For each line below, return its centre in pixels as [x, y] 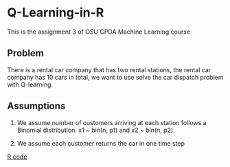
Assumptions [36, 106]
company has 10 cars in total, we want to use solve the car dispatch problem [115, 77]
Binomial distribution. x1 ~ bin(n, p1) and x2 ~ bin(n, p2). [96, 130]
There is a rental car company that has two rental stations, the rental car [109, 69]
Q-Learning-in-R [56, 13]
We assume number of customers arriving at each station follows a [112, 122]
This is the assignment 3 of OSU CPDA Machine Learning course [99, 32]
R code [17, 157]
